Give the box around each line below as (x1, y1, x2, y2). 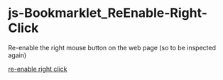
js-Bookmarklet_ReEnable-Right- (8, 5, 208, 21)
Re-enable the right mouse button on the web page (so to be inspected (8, 43, 216, 52)
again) (8, 51, 27, 59)
